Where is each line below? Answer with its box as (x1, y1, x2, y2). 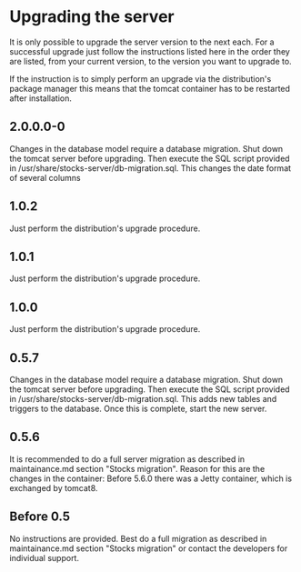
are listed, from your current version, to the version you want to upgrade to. (9, 55, 293, 66)
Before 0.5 (9, 509, 71, 525)
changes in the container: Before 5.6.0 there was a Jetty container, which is (9, 473, 293, 484)
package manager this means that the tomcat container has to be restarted (9, 83, 291, 94)
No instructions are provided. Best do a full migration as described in (9, 533, 267, 544)
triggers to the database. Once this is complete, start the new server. (9, 403, 267, 414)
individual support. (9, 552, 80, 563)
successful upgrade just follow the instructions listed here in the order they (9, 45, 291, 56)
